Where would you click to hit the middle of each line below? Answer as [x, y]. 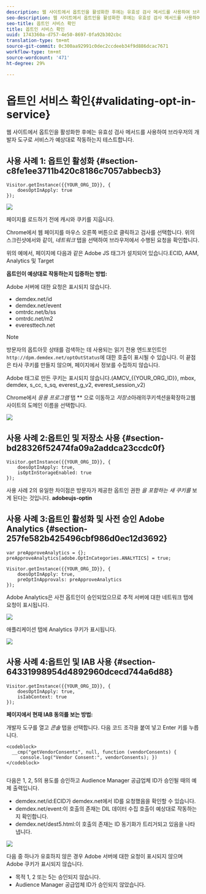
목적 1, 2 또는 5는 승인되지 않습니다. [58, 877]
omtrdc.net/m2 [34, 319]
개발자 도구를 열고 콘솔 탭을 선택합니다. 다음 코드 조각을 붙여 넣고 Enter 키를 [97, 727]
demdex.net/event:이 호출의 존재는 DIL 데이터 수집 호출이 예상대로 [95, 808]
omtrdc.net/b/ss [36, 312]
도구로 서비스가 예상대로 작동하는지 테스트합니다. [76, 140]
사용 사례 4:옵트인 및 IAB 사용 [59, 662]
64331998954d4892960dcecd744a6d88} [90, 672]
